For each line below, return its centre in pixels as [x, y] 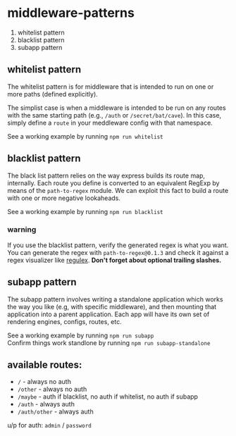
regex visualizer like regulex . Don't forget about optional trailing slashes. [114, 260]
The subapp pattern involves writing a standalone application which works [115, 299]
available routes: [45, 365]
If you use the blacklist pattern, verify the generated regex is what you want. [118, 245]
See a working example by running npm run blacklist [85, 211]
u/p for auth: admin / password [49, 425]
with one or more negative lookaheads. [64, 198]
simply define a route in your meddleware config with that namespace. [110, 123]
